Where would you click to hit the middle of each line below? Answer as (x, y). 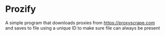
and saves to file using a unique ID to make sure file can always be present (82, 28)
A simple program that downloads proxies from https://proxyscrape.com (80, 23)
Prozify (21, 9)
